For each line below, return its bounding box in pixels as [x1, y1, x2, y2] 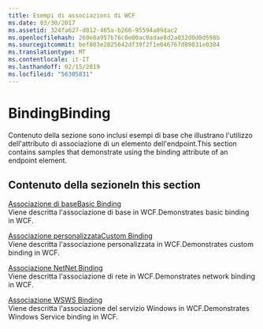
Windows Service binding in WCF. [8, 312, 119, 322]
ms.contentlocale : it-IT [8, 56, 90, 64]
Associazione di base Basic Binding [8, 199, 122, 209]
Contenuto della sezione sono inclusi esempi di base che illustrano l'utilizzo [8, 130, 254, 140]
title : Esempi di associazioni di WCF [8, 11, 135, 20]
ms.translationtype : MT [8, 48, 87, 56]
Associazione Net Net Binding [8, 264, 104, 273]
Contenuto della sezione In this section [8, 178, 201, 192]
